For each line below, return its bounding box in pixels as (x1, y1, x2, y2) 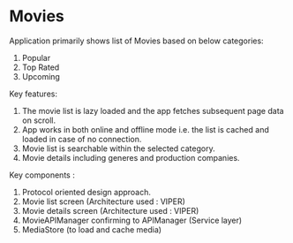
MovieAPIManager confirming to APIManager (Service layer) (21, 215, 243, 225)
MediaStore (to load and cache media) (21, 224, 162, 235)
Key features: (9, 88, 57, 99)
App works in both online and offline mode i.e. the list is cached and (21, 124, 269, 134)
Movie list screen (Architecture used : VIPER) (21, 196, 185, 207)
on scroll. (21, 115, 56, 125)
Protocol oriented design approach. (21, 186, 152, 197)
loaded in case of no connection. (21, 133, 142, 144)
